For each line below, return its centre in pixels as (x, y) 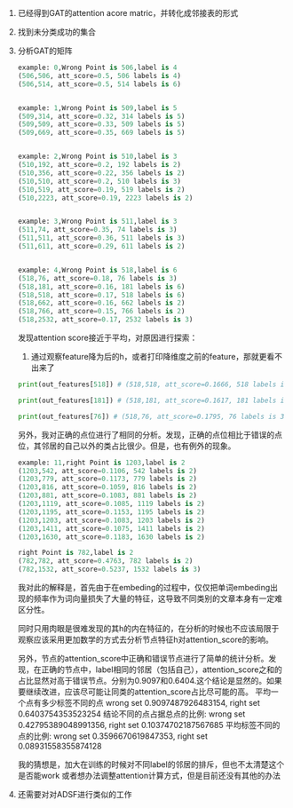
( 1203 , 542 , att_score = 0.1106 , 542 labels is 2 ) (107, 471)
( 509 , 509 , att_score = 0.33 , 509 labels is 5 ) (101, 124)
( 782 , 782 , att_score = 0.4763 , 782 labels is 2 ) (105, 561)
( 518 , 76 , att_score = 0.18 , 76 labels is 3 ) (97, 278)
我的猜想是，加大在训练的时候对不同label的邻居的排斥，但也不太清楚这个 (151, 764)
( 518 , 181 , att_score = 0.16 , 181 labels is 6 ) (101, 287)
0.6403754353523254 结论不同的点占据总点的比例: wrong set (131, 714)
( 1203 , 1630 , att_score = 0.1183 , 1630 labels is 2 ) (111, 537)
